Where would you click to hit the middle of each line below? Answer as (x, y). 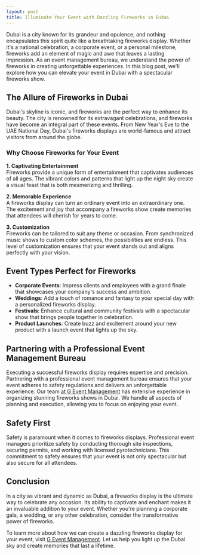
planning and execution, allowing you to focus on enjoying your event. (92, 404)
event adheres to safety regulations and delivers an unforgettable (87, 385)
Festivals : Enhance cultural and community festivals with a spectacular (102, 311)
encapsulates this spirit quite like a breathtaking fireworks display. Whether (99, 41)
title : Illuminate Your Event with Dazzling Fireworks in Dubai (88, 17)
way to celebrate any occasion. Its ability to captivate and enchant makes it (99, 502)
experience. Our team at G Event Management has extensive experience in (98, 391)
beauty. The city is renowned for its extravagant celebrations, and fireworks (99, 118)
